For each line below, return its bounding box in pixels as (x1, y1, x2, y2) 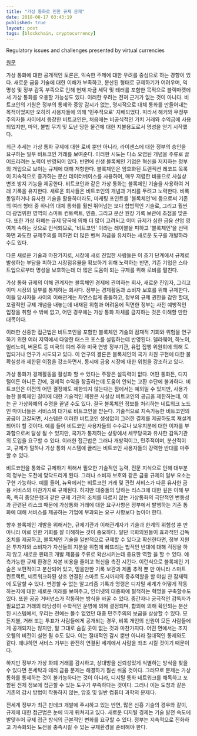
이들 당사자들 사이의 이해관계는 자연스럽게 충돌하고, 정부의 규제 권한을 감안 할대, (6, 294, 190, 301)
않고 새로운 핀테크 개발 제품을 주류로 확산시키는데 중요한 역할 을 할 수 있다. (12, 551, 183, 558)
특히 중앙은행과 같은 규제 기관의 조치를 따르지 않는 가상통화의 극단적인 (14, 494, 174, 501)
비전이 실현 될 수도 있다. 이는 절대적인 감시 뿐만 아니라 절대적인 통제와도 (21, 632, 186, 639)
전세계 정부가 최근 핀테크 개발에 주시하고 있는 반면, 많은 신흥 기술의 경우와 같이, (6, 701, 188, 709)
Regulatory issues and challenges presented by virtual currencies (6, 47, 165, 54)
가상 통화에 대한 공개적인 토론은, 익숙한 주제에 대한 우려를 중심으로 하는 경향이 (6, 71, 185, 79)
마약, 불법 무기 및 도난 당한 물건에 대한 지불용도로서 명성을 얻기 (28, 123, 172, 131)
